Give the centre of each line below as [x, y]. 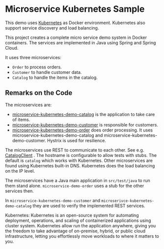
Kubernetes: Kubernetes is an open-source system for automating [72, 215]
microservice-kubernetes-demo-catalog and [57, 135]
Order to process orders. [37, 67]
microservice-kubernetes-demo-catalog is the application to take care [83, 114]
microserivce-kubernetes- [128, 201]
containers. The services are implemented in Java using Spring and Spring [81, 42]
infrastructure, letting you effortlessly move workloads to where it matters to [82, 236]
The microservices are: [28, 105]
